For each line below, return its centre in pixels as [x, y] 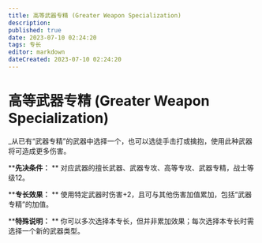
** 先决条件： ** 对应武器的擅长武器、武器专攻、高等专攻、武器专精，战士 [127, 167]
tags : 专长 [25, 45]
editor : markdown [37, 52]
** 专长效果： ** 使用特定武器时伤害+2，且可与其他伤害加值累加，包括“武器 [130, 194]
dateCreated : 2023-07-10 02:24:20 [65, 60]
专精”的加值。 [31, 204]
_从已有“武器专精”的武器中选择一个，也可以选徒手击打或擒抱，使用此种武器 [130, 141]
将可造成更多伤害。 [39, 151]
